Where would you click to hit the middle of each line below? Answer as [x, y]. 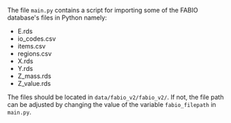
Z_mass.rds [34, 76]
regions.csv [35, 53]
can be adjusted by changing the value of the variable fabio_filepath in [112, 104]
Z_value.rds [34, 83]
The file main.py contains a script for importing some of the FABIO [103, 10]
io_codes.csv [37, 39]
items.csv [31, 46]
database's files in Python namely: [57, 18]
